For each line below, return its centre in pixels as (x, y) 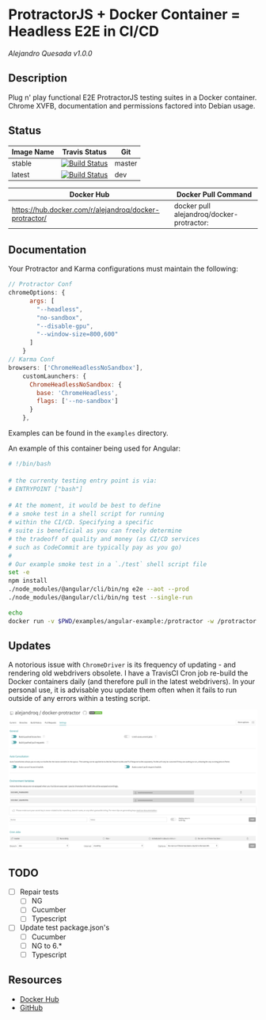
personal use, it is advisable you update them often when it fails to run (123, 690)
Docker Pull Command (215, 194)
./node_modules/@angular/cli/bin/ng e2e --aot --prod (99, 589)
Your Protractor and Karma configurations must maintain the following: (123, 269)
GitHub (31, 1007)
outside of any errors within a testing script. (79, 698)
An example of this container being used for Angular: (94, 448)
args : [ (42, 301)
